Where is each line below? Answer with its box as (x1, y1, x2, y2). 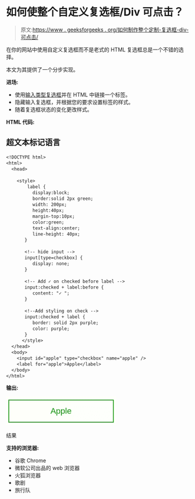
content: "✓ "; (32, 290, 70, 296)
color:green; (32, 219, 65, 225)
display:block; (32, 190, 70, 196)
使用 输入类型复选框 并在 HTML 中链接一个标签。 (14, 91, 131, 98)
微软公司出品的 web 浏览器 (14, 464, 80, 471)
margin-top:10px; (32, 213, 75, 219)
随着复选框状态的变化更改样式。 (14, 106, 92, 113)
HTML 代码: (6, 118, 35, 125)
